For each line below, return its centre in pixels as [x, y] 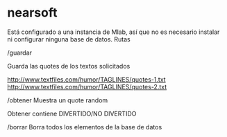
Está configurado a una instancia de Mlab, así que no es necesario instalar [113, 32]
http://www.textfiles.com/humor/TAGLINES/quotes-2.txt [87, 86]
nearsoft [32, 13]
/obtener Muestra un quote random [58, 100]
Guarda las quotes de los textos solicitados [69, 66]
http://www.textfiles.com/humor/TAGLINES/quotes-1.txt [86, 79]
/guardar [20, 53]
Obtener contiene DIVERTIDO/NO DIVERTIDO [72, 113]
